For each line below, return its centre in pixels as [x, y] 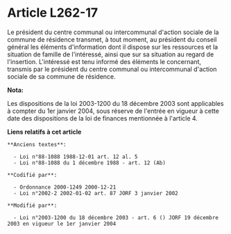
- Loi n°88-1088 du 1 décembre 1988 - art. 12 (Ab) [90, 163]
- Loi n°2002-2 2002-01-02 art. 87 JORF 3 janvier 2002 [96, 193]
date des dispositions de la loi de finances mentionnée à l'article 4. [102, 118]
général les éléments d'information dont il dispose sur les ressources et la [113, 47]
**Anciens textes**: [37, 144]
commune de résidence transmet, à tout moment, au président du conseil [112, 39]
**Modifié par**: [32, 205]
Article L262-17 [53, 13]
